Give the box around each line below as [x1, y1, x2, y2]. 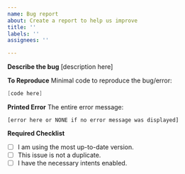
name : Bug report [7, 10, 59, 18]
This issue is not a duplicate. [17, 151, 101, 160]
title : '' [7, 23, 37, 31]
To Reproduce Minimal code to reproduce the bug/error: [7, 76, 172, 85]
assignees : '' [7, 37, 50, 44]
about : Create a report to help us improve [7, 17, 138, 24]
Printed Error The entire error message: [7, 103, 124, 111]
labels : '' [7, 30, 40, 38]
